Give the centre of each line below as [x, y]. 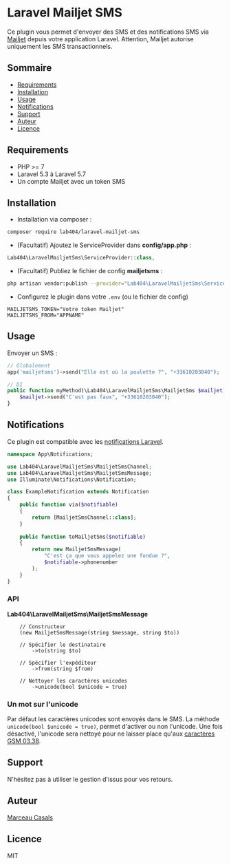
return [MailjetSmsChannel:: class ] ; [84, 517]
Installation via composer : [54, 220]
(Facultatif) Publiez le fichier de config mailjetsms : [90, 271]
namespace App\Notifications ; [51, 454]
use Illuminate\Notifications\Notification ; [72, 480]
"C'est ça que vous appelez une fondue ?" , [107, 556]
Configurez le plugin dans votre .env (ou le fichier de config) [103, 297]
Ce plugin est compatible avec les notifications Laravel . [85, 441]
